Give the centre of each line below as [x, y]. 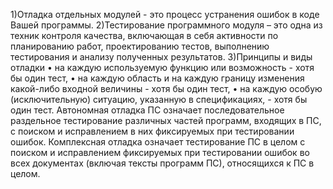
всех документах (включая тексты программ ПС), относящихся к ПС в [162, 163]
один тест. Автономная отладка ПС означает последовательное [147, 110]
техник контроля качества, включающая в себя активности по [144, 35]
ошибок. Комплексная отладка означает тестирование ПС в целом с [158, 142]
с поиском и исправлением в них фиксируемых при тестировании [152, 131]
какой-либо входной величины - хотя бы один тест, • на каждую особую [166, 88]
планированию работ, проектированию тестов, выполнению [140, 46]
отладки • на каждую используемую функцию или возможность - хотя [162, 67]
